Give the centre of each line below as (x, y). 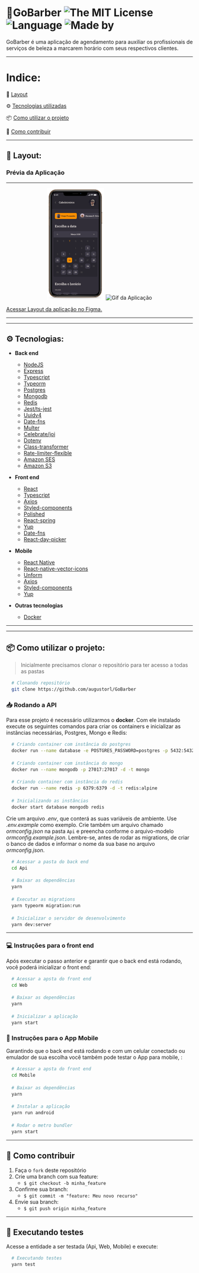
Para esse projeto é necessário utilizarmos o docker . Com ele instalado (93, 720)
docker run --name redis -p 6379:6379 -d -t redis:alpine (85, 788)
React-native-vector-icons (56, 569)
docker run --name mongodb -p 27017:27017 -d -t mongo (81, 769)
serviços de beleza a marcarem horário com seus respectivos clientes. (92, 48)
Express (33, 371)
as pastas (32, 672)
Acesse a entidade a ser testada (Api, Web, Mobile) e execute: (82, 1247)
